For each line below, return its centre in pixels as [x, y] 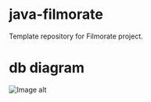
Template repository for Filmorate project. [76, 36]
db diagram [47, 68]
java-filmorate [56, 15]
